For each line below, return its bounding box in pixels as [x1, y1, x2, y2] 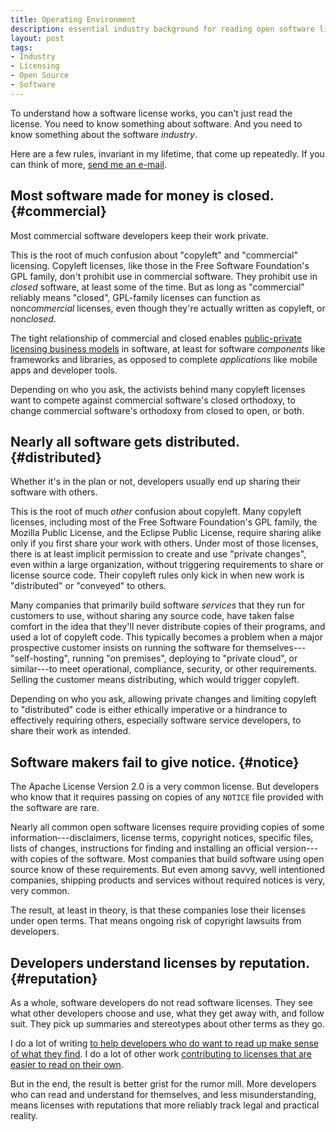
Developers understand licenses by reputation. [10, 954, 310, 971]
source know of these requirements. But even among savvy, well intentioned [10, 864, 325, 876]
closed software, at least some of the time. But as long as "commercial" [10, 281, 305, 293]
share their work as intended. [10, 725, 132, 737]
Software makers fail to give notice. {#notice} [10, 754, 300, 771]
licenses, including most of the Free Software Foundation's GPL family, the [10, 516, 318, 528]
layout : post [10, 33, 65, 43]
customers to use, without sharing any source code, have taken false [10, 610, 295, 622]
